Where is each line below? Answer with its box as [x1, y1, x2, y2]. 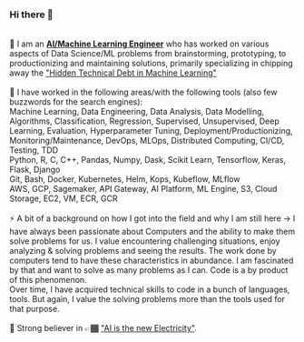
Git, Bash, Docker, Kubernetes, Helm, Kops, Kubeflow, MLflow [9, 174, 240, 185]
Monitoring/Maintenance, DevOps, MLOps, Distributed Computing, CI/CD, [9, 136, 285, 146]
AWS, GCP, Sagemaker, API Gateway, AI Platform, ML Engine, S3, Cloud [9, 184, 278, 195]
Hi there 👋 [9, 8, 54, 21]
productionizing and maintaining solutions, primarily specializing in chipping [9, 58, 293, 69]
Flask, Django [9, 164, 61, 176]
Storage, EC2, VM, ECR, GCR [9, 193, 118, 204]
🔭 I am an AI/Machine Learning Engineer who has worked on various [9, 38, 270, 49]
